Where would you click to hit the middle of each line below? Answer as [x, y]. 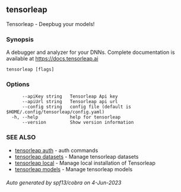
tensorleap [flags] [30, 70]
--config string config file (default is [77, 107]
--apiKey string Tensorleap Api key [70, 97]
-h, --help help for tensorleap [66, 117]
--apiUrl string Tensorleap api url [70, 102]
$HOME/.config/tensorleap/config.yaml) [55, 112]
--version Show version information [78, 123]
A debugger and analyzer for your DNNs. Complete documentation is [90, 52]
